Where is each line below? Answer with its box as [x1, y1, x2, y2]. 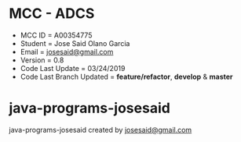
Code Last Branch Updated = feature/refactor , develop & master [20, 72, 234, 81]
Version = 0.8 [20, 55, 64, 65]
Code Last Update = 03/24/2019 [20, 63, 126, 73]
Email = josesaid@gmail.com [20, 47, 114, 56]
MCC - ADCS [9, 5, 95, 23]
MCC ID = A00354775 [20, 30, 93, 40]
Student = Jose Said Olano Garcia [20, 38, 130, 48]
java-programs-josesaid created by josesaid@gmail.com [9, 125, 192, 134]
